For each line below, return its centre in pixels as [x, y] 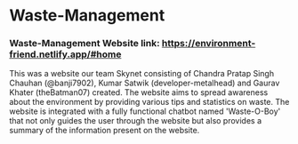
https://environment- [209, 44]
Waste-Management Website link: [85, 44]
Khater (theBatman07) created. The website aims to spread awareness [139, 92]
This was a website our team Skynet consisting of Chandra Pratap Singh [141, 74]
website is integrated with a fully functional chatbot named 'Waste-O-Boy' [145, 111]
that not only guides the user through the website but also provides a [136, 121]
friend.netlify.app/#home [65, 54]
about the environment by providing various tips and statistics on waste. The [149, 102]
